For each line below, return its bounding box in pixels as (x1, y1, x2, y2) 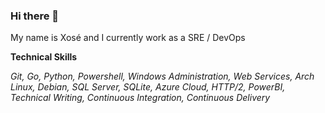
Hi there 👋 (10, 9, 60, 23)
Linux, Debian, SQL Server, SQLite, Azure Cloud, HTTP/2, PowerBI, (10, 81, 286, 93)
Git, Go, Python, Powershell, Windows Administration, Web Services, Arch (10, 70, 315, 83)
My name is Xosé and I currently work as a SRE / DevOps (10, 32, 246, 44)
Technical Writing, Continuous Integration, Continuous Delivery (10, 92, 271, 104)
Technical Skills (10, 51, 78, 63)
